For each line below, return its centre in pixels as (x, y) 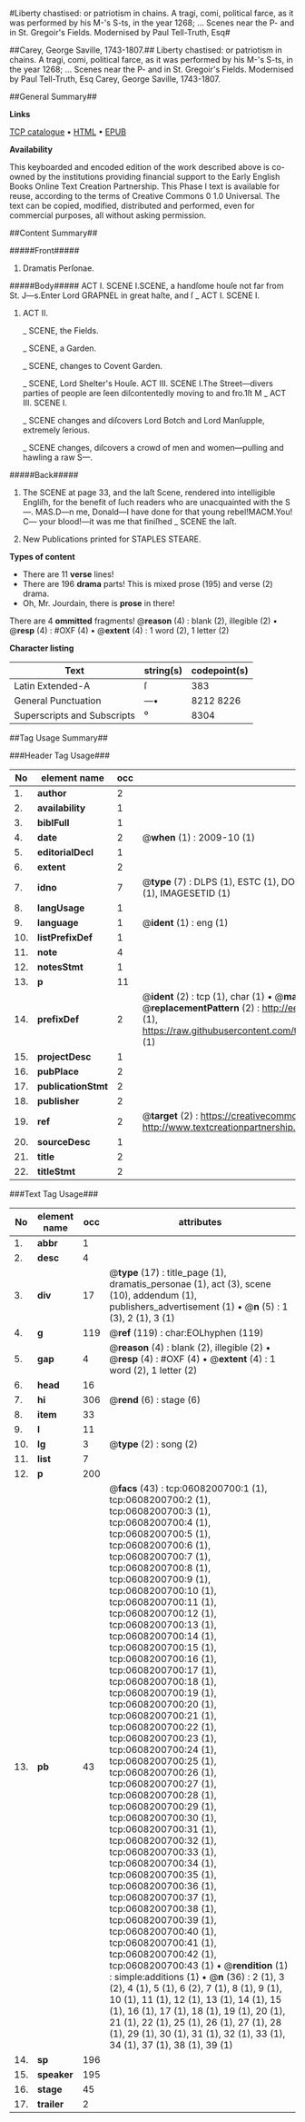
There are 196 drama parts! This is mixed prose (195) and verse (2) (148, 584)
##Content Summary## (54, 233)
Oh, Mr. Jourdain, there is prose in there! (98, 603)
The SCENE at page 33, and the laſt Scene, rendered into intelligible (149, 493)
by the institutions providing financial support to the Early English (158, 177)
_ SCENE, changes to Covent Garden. (93, 366)
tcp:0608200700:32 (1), (163, 1841)
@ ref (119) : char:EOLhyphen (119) (187, 1333)
